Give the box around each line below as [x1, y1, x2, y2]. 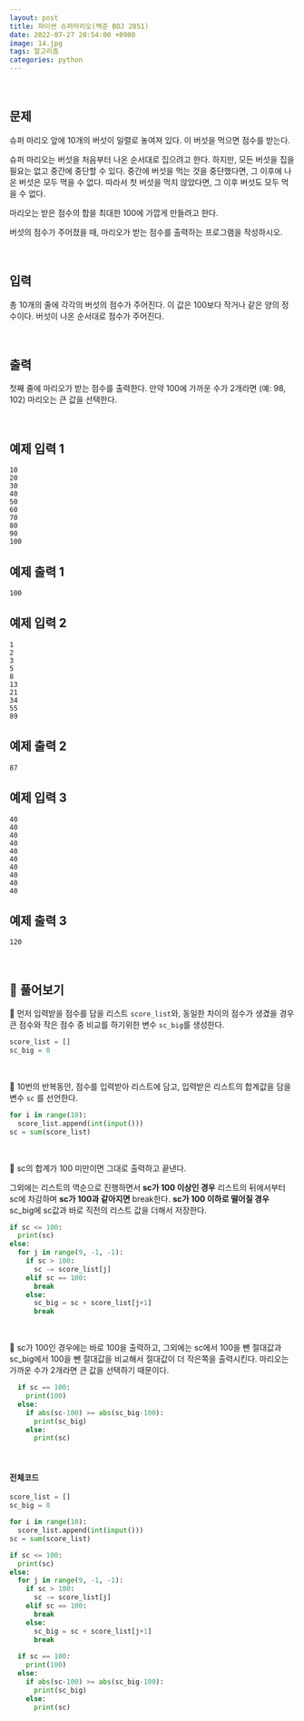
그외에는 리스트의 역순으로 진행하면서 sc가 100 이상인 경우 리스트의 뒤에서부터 [9, 1182, 286, 1193]
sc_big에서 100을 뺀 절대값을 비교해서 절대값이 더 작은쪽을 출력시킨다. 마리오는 [9, 1353, 289, 1364]
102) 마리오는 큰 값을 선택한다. [9, 394, 118, 405]
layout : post [9, 13, 59, 23]
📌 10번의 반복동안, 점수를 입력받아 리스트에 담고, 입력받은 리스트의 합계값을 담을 [9, 1081, 292, 1092]
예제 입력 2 [9, 615, 67, 631]
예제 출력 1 [9, 564, 65, 579]
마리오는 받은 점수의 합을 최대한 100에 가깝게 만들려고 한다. [9, 207, 220, 218]
